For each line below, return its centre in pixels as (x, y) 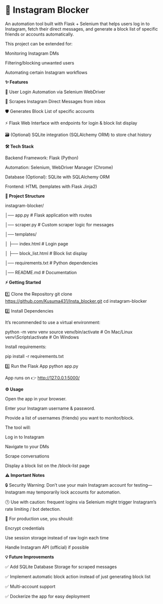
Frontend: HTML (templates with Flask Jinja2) (51, 186)
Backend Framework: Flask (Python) (42, 158)
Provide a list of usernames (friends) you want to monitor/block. (69, 418)
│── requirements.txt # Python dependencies (52, 263)
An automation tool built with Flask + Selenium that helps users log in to (77, 24)
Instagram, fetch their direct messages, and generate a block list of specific (81, 29)
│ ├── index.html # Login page (37, 244)
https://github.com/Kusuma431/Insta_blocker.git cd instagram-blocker (76, 301)
